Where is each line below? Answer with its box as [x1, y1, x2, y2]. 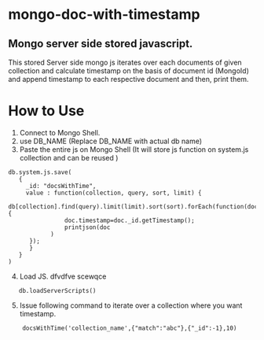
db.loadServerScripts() [18, 286, 97, 294]
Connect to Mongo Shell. [19, 128, 101, 137]
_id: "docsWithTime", [25, 182, 97, 190]
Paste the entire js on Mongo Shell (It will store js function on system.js [19, 144, 249, 154]
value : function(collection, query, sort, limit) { [25, 189, 202, 197]
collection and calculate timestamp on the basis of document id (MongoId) [8, 66, 250, 76]
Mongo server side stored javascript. [8, 37, 193, 50]
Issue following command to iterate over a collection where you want [19, 301, 243, 310]
